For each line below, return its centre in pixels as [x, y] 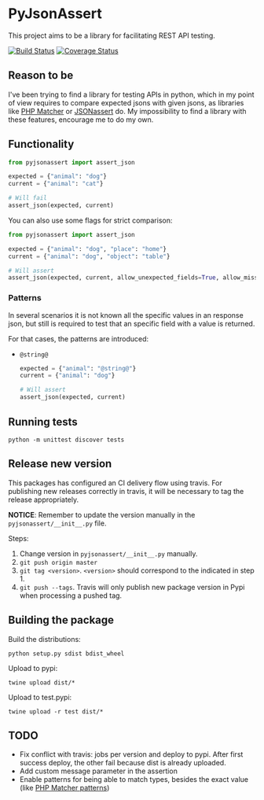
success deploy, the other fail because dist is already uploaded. [123, 763]
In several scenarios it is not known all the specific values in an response [126, 315]
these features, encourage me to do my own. [81, 120]
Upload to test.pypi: [40, 697]
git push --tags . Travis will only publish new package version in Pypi [132, 587]
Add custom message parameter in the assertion [99, 771]
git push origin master [59, 562]
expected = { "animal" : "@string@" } [78, 368]
